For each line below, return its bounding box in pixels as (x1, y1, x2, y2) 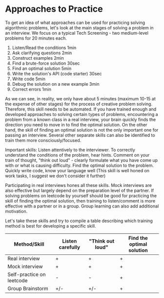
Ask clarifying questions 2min (12, 50, 72, 56)
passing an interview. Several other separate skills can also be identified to (5, 132, 155, 138)
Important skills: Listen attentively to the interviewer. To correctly (5, 147, 135, 153)
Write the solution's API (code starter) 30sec (12, 70, 102, 76)
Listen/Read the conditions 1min (12, 45, 77, 50)
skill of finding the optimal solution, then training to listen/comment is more (5, 198, 155, 204)
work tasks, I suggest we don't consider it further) (5, 173, 106, 179)
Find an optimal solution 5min (12, 65, 72, 71)
